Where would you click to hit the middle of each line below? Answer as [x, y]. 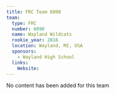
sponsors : [24, 52]
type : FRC [24, 23]
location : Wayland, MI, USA [47, 46]
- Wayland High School [46, 57]
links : [20, 62]
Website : [28, 68]
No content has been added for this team [58, 86]
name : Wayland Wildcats [42, 35]
